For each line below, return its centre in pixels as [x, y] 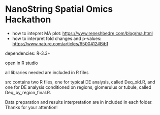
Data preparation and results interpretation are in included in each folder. [79, 102]
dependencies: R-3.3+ [28, 53]
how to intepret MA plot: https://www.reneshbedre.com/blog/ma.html [82, 33]
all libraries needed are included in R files [47, 72]
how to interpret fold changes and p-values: [57, 38]
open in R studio [22, 63]
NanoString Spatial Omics [59, 9]
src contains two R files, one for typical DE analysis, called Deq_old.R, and [80, 82]
